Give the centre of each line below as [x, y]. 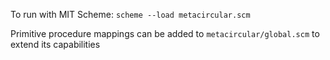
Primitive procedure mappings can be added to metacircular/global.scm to [165, 33]
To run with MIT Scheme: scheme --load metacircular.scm [130, 14]
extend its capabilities [55, 44]
